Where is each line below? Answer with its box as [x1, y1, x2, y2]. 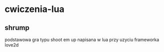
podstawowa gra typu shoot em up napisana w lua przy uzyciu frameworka [4, 36, 160, 42]
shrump [4, 23, 29, 32]
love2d [4, 42, 19, 48]
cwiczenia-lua [4, 3, 65, 15]
